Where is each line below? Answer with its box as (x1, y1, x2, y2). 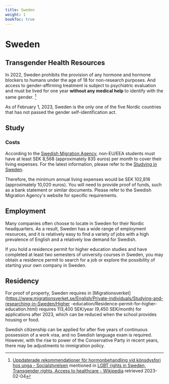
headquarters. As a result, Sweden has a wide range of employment (5, 225, 146, 232)
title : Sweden (5, 7, 35, 13)
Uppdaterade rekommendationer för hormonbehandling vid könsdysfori (12, 357, 161, 363)
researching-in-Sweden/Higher (5, 301, 70, 307)
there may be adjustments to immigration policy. (5, 343, 105, 349)
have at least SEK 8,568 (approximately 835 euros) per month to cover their (5, 156, 162, 162)
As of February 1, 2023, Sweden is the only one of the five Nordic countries (5, 104, 161, 110)
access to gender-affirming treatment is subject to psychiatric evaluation (5, 83, 156, 89)
